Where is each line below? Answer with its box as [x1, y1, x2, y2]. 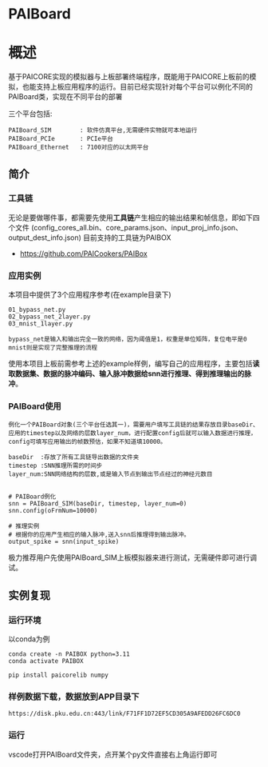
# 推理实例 [8, 522, 40, 530]
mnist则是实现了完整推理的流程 [8, 344, 98, 352]
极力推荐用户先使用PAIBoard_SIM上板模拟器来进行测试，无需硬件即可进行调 [8, 553, 258, 562]
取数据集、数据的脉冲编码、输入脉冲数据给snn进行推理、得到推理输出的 [8, 369, 245, 378]
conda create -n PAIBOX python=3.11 [8, 650, 130, 658]
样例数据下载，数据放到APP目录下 [8, 691, 140, 702]
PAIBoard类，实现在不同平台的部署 [8, 92, 123, 102]
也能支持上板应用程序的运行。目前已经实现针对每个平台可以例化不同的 [22, 82, 253, 92]
